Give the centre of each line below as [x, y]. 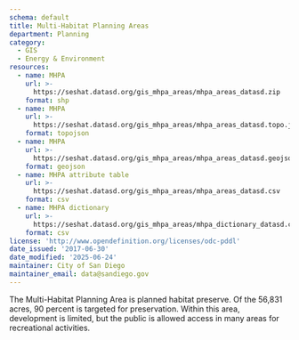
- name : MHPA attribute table [73, 174]
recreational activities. [50, 328]
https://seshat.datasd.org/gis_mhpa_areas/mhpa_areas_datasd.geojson [164, 158]
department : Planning [49, 34]
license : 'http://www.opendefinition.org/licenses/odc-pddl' [125, 241]
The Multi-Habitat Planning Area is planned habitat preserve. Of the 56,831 [146, 299]
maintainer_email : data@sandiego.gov [79, 274]
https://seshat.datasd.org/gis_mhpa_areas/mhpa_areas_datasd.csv [156, 191]
